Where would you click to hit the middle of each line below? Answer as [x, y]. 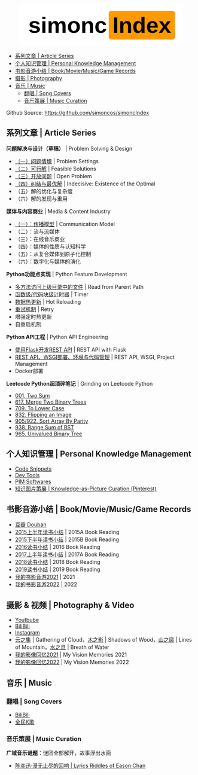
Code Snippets [33, 469]
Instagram [27, 633]
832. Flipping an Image [43, 414]
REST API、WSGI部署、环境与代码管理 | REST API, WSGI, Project [95, 357]
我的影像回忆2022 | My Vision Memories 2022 [72, 662]
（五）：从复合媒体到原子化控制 [53, 254]
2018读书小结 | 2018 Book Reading [57, 562]
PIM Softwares [33, 481]
